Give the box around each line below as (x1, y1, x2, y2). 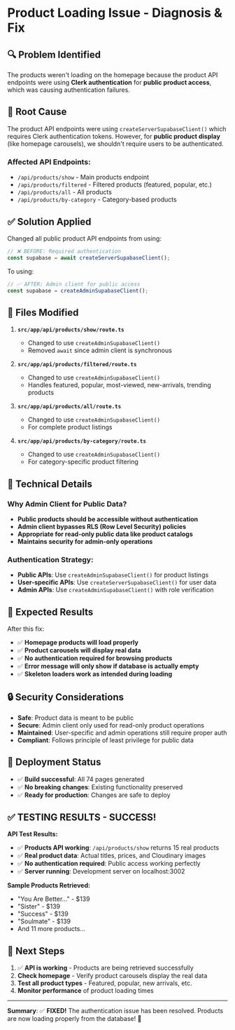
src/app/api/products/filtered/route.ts (17, 361, 137, 368)
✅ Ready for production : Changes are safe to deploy (17, 791, 171, 799)
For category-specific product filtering (27, 457, 138, 466)
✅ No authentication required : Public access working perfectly (17, 860, 201, 868)
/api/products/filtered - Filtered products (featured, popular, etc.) (17, 180, 212, 189)
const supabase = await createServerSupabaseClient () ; (7, 254, 171, 261)
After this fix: (7, 624, 44, 633)
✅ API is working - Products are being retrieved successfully (17, 963, 194, 972)
